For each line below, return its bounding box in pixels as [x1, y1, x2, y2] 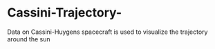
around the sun [7, 35, 50, 43]
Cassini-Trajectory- [7, 5, 122, 21]
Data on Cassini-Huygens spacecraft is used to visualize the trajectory [7, 28, 208, 36]
